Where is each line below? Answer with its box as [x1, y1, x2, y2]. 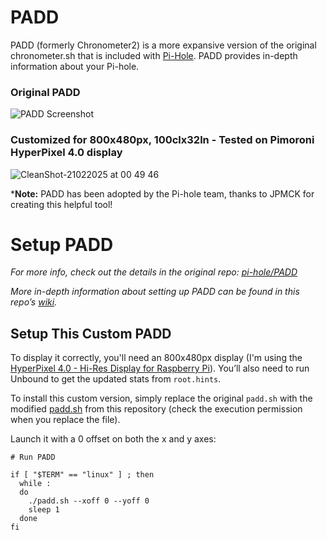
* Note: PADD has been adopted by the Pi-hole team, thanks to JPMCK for [10, 187, 315, 200]
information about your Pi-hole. [10, 60, 140, 72]
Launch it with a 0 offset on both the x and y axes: [10, 433, 217, 445]
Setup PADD [10, 233, 114, 256]
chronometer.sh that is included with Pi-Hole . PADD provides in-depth [10, 49, 298, 61]
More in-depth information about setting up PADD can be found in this [10, 286, 300, 298]
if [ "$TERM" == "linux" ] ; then [10, 470, 155, 480]
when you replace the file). [10, 414, 121, 426]
